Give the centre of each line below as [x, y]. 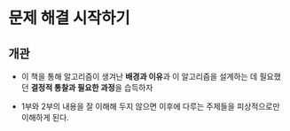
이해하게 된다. [45, 117]
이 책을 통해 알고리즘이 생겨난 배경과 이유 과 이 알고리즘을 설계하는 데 [139, 77]
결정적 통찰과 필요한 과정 [73, 88]
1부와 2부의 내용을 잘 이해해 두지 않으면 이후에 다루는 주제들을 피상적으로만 [150, 106]
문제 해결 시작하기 [69, 18]
